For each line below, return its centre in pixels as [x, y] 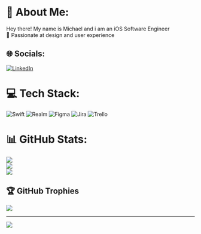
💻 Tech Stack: [43, 93]
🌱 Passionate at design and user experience [60, 35]
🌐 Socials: [26, 54]
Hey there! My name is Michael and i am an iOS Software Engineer [88, 29]
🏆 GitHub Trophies [43, 191]
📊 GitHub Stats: [47, 139]
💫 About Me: [38, 12]
